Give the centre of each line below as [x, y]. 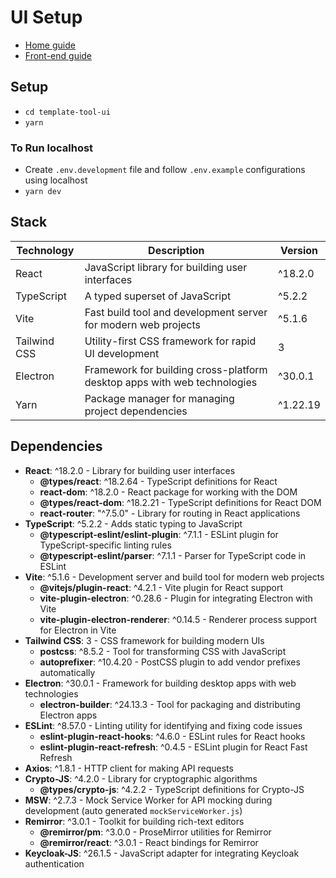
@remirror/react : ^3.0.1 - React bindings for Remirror [149, 842]
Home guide [50, 45]
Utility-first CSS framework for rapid [170, 341]
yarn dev [43, 192]
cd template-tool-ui [67, 112]
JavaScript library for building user [166, 267]
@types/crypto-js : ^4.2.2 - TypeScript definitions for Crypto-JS [172, 789]
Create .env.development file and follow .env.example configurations [165, 170]
